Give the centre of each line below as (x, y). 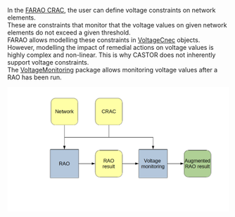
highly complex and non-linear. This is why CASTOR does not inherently (112, 55)
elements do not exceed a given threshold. (69, 32)
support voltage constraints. (48, 62)
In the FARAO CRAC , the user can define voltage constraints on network (112, 10)
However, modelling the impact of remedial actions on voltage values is (110, 47)
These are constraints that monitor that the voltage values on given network (117, 25)
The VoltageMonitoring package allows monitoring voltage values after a (113, 70)
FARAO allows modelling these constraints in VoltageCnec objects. (104, 40)
